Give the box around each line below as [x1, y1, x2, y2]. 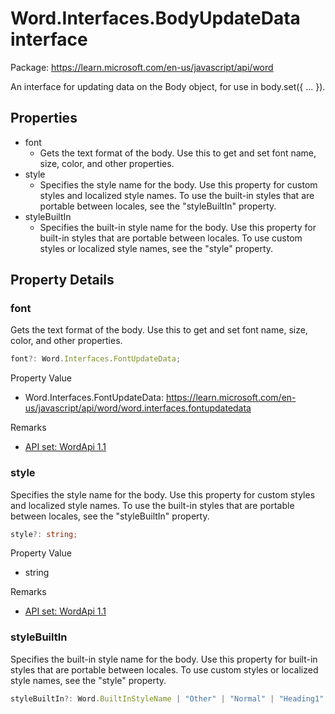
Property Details [10, 272, 115, 289]
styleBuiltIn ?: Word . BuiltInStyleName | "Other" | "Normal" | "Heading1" [10, 693, 325, 704]
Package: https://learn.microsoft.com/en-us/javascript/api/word [10, 61, 274, 73]
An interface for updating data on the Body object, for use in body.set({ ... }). [10, 80, 326, 92]
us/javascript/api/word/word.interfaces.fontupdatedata [24, 402, 252, 414]
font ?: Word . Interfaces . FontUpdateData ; [10, 354, 182, 364]
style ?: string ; [10, 529, 78, 539]
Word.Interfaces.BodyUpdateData [10, 7, 301, 30]
